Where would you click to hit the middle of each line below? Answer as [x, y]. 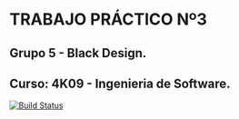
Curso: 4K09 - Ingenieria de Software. [120, 83]
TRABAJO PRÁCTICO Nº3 [108, 20]
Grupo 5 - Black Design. [78, 53]
